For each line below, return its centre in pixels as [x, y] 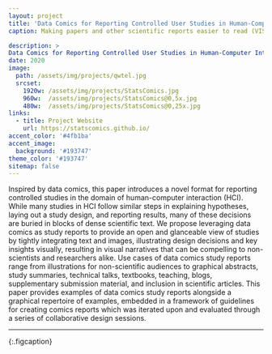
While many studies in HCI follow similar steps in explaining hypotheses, [129, 207]
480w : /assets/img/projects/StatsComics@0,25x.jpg [112, 106]
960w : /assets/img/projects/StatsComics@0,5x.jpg [110, 98]
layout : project [36, 16]
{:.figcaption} [30, 342]
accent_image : [32, 143]
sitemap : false [34, 166]
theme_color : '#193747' [49, 159]
